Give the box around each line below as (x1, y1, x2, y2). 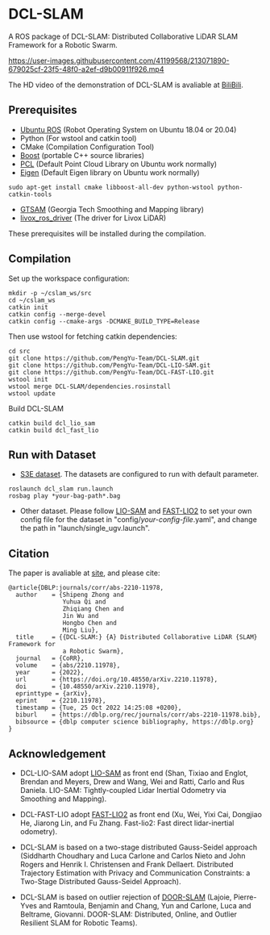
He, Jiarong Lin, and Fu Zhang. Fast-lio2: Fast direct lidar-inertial (19, 818, 235, 828)
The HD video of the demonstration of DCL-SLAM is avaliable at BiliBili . (8, 80, 243, 90)
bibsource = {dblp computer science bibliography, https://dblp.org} (15, 718, 254, 726)
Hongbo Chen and (62, 619, 117, 628)
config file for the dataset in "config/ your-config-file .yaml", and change (19, 515, 258, 524)
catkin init (8, 303, 48, 311)
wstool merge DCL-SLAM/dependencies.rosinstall (8, 382, 172, 390)
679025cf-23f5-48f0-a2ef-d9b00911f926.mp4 (8, 64, 164, 73)
